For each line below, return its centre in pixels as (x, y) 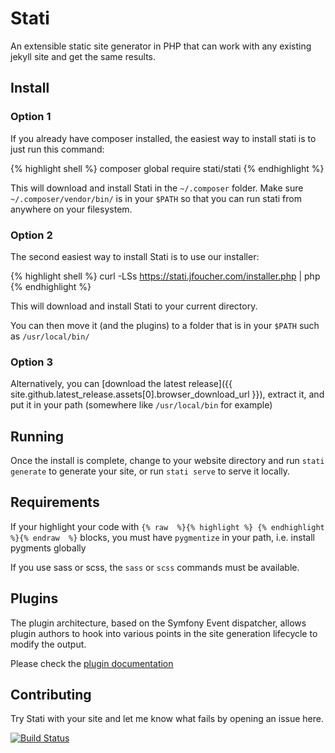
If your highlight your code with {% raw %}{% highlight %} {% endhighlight (167, 526)
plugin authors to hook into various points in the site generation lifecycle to (164, 633)
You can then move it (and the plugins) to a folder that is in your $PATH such (165, 325)
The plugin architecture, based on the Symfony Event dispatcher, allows (158, 623)
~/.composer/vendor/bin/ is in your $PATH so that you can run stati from (156, 198)
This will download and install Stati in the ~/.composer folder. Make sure (157, 188)
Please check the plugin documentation (92, 663)
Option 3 (31, 362)
